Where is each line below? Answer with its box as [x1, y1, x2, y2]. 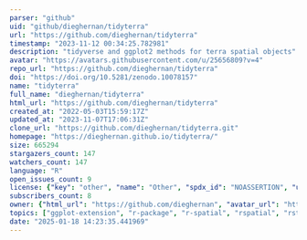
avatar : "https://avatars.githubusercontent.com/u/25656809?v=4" [9, 56, 263, 65]
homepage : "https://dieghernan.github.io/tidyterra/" [9, 132, 219, 141]
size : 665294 [9, 141, 59, 150]
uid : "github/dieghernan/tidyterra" [9, 22, 149, 31]
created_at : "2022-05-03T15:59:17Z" [9, 107, 149, 116]
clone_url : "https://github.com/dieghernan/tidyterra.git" [9, 124, 239, 133]
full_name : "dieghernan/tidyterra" [9, 89, 145, 99]
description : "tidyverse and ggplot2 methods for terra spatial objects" [9, 47, 297, 57]
